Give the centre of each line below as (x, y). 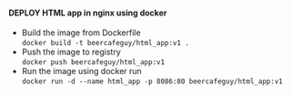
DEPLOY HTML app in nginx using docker (88, 13)
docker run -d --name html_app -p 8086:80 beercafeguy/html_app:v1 (152, 81)
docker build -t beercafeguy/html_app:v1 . (106, 43)
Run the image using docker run (81, 71)
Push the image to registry (71, 52)
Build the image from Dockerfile (81, 33)
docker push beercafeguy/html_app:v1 (93, 62)
